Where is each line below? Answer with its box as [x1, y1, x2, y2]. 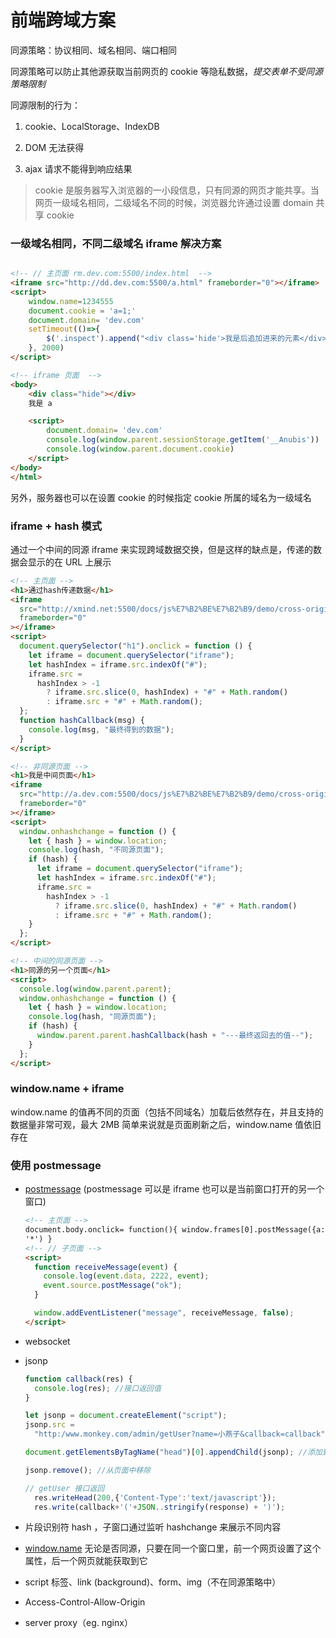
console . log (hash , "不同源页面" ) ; [28, 845, 165, 855]
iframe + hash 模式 [10, 519, 103, 533]
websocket [24, 1335, 71, 1347]
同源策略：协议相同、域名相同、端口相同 [10, 44, 177, 56]
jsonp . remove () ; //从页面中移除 [24, 1465, 152, 1475]
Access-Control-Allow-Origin [24, 1596, 146, 1608]
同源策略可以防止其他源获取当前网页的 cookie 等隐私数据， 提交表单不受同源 [10, 65, 323, 77]
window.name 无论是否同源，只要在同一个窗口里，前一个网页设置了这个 [24, 1542, 322, 1555]
